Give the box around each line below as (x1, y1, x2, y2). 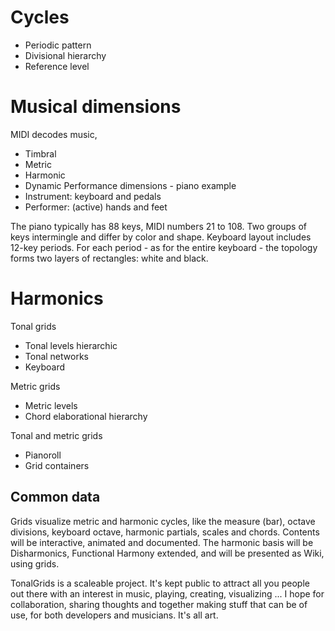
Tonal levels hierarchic (24, 339, 118, 351)
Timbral (24, 147, 57, 160)
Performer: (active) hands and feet (24, 201, 168, 213)
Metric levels (24, 399, 78, 411)
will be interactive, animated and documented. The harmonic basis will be (10, 536, 314, 548)
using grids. (10, 557, 60, 570)
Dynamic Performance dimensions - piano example (24, 179, 237, 191)
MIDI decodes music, (10, 128, 98, 140)
